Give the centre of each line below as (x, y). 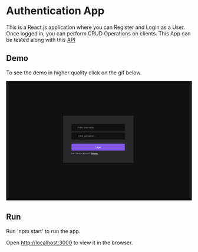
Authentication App (55, 11)
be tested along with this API (41, 40)
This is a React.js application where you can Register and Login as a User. (96, 27)
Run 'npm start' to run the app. (43, 231)
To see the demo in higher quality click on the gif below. (74, 73)
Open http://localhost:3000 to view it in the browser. (70, 243)
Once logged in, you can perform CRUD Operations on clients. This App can (98, 33)
